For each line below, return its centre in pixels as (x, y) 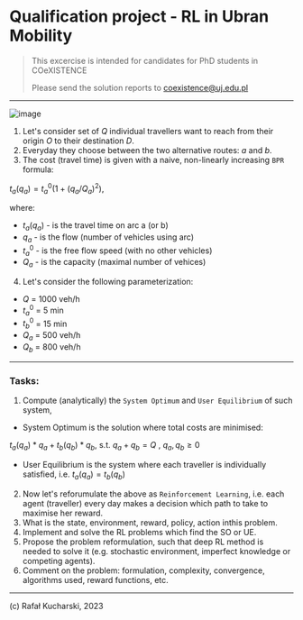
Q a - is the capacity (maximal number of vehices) (114, 263)
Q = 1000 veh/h (51, 299)
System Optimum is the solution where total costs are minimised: (142, 428)
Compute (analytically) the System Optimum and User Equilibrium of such (157, 401)
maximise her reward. (63, 513)
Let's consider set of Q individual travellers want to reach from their (148, 131)
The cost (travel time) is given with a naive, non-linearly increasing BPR (153, 160)
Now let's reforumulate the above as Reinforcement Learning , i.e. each (153, 494)
